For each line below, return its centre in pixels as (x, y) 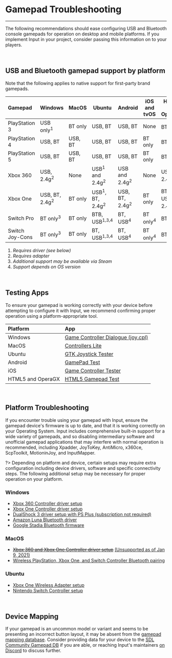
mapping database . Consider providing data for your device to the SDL (80, 640)
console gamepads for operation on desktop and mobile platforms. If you (82, 34)
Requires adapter (31, 256)
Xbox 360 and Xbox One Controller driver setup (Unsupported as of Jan (89, 550)
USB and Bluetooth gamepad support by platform (85, 71)
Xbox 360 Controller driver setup (48, 503)
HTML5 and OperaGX (34, 379)
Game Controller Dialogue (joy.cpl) (106, 337)
